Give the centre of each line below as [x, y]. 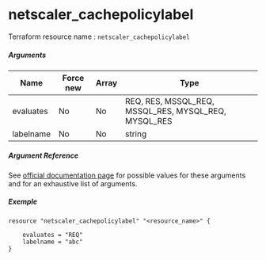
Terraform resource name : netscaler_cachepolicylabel [99, 36]
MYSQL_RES [149, 120]
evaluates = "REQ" [53, 235]
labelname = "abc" [53, 242]
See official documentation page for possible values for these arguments [127, 175]
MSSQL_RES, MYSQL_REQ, [176, 111]
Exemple [23, 202]
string [136, 134]
